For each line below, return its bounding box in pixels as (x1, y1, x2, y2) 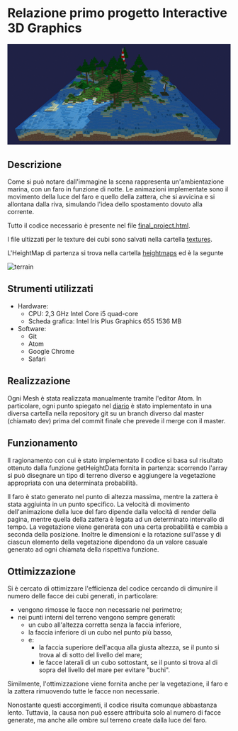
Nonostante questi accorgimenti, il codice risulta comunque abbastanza (7, 701, 217, 710)
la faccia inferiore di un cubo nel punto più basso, (28, 628, 173, 637)
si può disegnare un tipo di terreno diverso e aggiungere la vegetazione (7, 471, 216, 479)
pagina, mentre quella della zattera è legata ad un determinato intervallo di (7, 515, 225, 523)
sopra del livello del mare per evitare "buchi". (38, 666, 171, 674)
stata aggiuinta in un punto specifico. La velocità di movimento (7, 500, 190, 508)
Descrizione (7, 158, 62, 171)
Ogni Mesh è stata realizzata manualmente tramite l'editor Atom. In (7, 394, 202, 402)
